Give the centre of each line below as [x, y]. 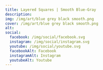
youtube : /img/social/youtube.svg [45, 46]
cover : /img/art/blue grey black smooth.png [52, 23]
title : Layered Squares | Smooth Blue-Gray [51, 10]
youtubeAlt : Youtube [31, 60]
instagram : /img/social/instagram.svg [50, 42]
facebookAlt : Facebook [33, 51]
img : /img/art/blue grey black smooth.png [50, 19]
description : [19, 14]
